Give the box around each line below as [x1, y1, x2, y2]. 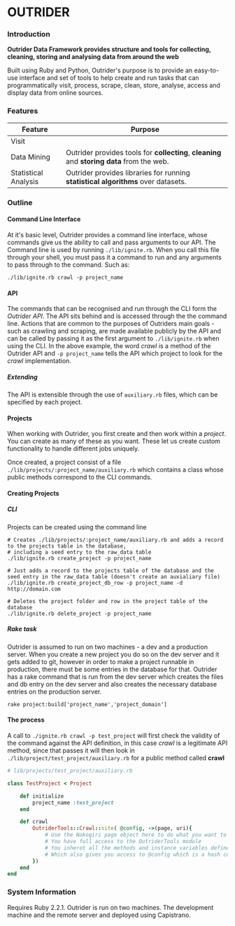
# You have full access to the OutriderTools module [44, 838, 201, 845]
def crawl [20, 819, 49, 826]
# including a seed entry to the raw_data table [7, 548, 152, 555]
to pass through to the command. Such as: [7, 260, 130, 269]
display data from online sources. [7, 88, 104, 97]
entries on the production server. [7, 687, 102, 696]
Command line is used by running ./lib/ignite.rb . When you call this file [7, 245, 220, 253]
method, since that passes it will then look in [7, 746, 135, 755]
